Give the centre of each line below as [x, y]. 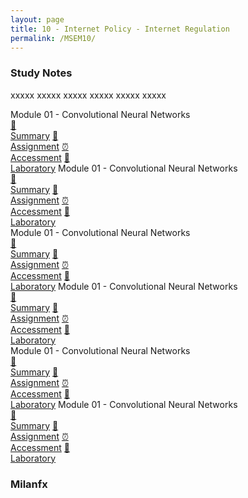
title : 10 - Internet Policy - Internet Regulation [120, 29]
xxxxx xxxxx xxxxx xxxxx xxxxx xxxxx [88, 95]
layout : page [37, 19]
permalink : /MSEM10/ [53, 38]
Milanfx [29, 484]
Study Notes [41, 73]
